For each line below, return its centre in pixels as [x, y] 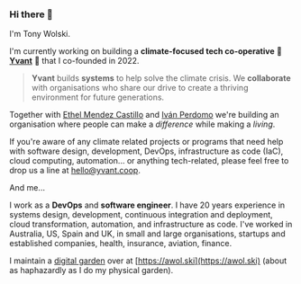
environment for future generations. [98, 97]
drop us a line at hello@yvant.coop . [75, 171]
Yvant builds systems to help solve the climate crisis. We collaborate [161, 78]
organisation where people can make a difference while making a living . [142, 124]
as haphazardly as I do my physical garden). [91, 271]
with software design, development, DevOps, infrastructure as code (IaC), [146, 151]
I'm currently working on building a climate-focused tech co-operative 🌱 [146, 51]
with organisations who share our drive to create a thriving [140, 88]
